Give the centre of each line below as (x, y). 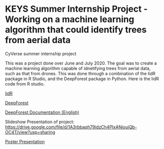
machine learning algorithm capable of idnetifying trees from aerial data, (78, 68)
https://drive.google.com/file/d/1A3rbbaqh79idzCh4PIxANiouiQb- (71, 127)
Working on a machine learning (70, 19)
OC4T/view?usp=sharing (30, 132)
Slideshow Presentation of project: (40, 122)
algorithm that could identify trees (76, 30)
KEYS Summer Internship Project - (76, 9)
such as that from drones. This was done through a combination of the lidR (80, 73)
